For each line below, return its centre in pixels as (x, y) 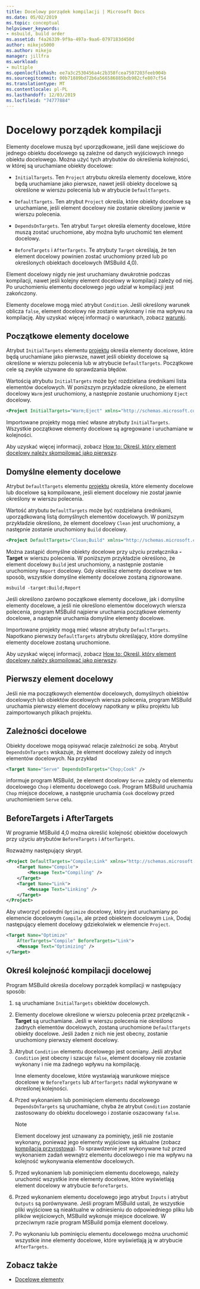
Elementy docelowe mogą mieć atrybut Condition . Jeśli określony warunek (98, 304)
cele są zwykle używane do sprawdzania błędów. (67, 369)
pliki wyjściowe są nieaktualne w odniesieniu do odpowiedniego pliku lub (104, 1210)
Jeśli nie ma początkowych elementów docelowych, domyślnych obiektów (97, 693)
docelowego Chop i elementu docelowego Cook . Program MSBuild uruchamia (99, 787)
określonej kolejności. (41, 1088)
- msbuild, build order (36, 34)
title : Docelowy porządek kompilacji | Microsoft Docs (76, 12)
